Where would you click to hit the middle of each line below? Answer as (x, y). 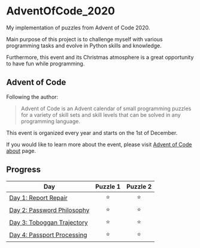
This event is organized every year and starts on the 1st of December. (92, 132)
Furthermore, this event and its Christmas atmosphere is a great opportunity (100, 57)
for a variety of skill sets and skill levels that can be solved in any (101, 114)
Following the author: (32, 96)
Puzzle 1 (108, 186)
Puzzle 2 (139, 186)
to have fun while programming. (46, 63)
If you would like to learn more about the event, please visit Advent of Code (99, 144)
